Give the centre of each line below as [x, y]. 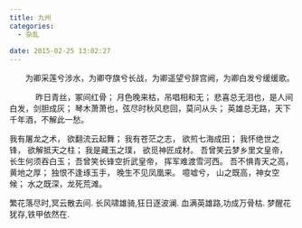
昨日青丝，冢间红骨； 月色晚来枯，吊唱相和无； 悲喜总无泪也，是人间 [164, 97]
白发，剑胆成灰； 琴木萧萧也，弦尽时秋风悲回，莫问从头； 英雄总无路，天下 [150, 108]
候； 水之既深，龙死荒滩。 [58, 184]
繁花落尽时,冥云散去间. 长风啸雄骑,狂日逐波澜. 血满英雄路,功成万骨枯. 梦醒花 [151, 203]
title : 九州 [30, 18]
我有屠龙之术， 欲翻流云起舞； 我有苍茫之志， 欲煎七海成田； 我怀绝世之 [145, 139]
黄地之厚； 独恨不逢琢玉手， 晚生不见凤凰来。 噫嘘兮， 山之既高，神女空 [145, 173]
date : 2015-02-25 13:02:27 [60, 51]
